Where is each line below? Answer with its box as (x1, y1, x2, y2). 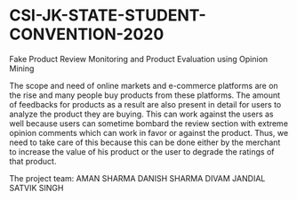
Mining (9, 63, 35, 74)
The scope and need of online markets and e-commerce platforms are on (9, 80, 278, 91)
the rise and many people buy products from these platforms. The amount (9, 90, 281, 100)
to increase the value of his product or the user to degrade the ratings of (9, 146, 275, 156)
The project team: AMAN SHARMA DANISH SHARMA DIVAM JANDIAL (9, 172, 266, 183)
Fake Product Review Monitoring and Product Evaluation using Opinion (9, 53, 269, 64)
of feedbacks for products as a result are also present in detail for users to (9, 99, 282, 109)
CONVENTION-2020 (9, 24, 165, 44)
